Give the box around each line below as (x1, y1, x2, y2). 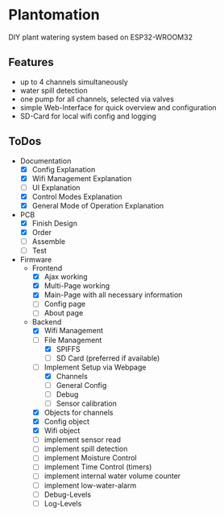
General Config (56, 380, 107, 390)
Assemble (31, 237, 66, 246)
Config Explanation (31, 164, 96, 174)
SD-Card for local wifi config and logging (19, 111, 157, 121)
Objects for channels (44, 408, 114, 417)
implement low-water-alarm (44, 481, 137, 490)
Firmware (19, 255, 52, 265)
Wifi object (44, 426, 81, 436)
